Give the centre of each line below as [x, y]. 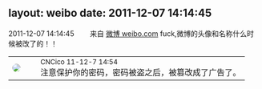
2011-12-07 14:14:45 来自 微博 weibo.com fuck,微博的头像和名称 [121, 33]
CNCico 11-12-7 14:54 [79, 62]
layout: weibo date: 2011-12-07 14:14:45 [110, 13]
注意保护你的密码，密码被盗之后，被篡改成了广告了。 [141, 72]
